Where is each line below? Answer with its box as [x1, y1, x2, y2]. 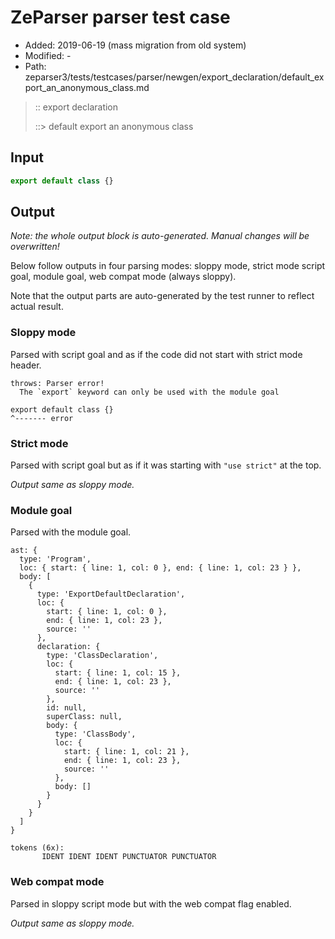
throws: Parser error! [10, 378, 105, 388]
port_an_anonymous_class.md [24, 81, 150, 93]
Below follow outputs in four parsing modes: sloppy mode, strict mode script [10, 260, 326, 272]
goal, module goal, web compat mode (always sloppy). [10, 271, 237, 283]
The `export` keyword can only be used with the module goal [19, 387, 280, 397]
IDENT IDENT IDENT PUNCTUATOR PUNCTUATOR [41, 852, 217, 862]
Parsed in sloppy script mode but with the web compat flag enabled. [10, 897, 292, 910]
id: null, [46, 703, 87, 713]
